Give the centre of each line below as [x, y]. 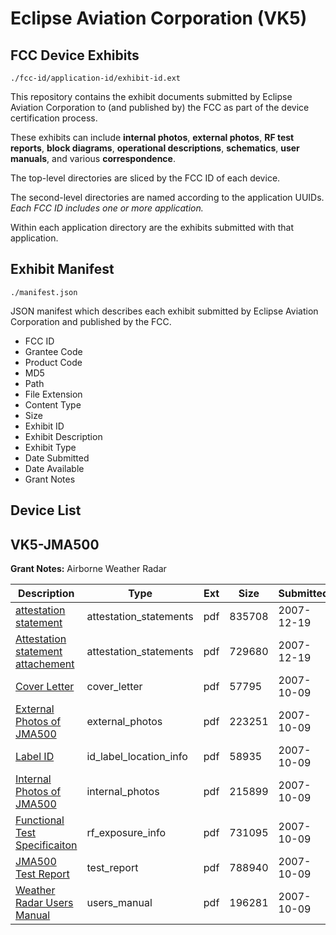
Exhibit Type [50, 447]
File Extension [53, 394]
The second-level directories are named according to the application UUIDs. [167, 197]
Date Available [54, 468]
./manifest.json [44, 292]
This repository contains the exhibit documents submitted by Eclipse [151, 96]
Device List [46, 510]
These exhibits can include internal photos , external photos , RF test [152, 137]
